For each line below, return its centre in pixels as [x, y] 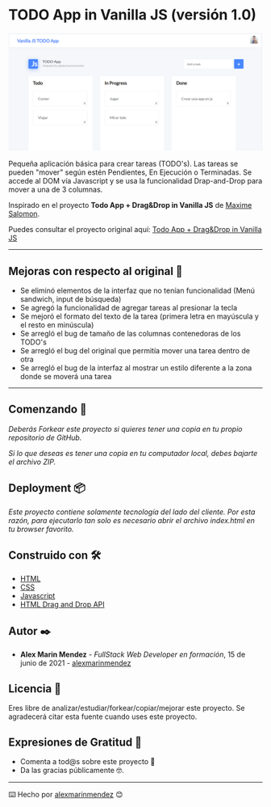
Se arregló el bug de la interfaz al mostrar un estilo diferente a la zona [136, 368]
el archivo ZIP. [32, 462]
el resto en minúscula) [57, 325]
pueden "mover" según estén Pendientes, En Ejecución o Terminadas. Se [130, 172]
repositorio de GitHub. [45, 437]
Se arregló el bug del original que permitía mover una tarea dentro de [135, 351]
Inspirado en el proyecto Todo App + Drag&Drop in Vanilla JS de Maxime [130, 205]
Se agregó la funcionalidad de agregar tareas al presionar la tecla [129, 308]
